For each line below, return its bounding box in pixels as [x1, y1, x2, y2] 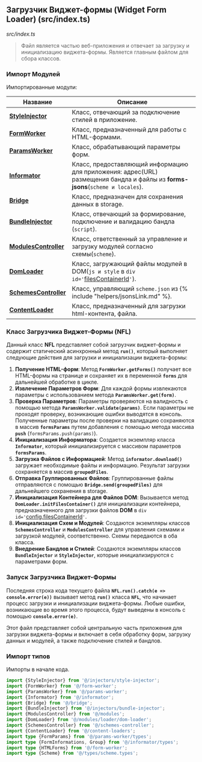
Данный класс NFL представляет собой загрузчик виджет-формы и [6, 341, 181, 349]
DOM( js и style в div [72, 267, 136, 276]
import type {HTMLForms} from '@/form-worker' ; [6, 745, 128, 751]
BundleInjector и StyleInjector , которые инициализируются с [14, 551, 174, 559]
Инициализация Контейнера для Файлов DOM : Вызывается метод [14, 494, 189, 501]
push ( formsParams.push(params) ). [14, 430, 98, 437]
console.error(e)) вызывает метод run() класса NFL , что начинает [6, 593, 177, 600]
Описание [117, 98, 148, 106]
